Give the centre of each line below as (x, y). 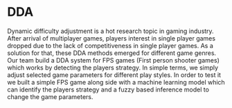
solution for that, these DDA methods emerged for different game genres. (112, 53)
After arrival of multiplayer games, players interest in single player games (111, 38)
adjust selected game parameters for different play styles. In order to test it (114, 75)
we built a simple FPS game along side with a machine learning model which (116, 82)
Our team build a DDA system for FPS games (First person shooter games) (113, 60)
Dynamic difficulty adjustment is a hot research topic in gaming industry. (110, 31)
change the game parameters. (50, 96)
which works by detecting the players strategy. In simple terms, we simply (113, 67)
